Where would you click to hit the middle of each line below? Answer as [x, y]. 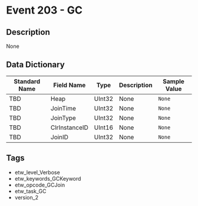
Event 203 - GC [44, 10]
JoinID [60, 137]
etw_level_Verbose [37, 172]
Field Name [70, 85]
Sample [174, 81]
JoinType [63, 117]
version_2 [27, 197]
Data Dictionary [35, 65]
